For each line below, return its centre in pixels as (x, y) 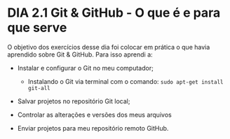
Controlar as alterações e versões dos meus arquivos (94, 115)
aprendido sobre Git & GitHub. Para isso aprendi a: (80, 54)
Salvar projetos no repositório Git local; (74, 101)
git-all (39, 88)
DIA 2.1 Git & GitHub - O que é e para (114, 13)
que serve (37, 28)
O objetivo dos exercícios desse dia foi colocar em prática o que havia (109, 47)
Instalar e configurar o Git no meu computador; (86, 68)
